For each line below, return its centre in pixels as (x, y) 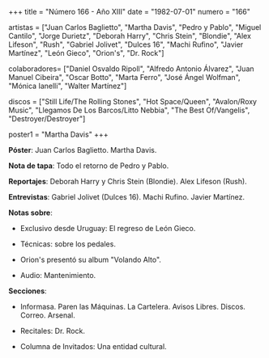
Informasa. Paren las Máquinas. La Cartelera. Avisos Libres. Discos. (132, 307)
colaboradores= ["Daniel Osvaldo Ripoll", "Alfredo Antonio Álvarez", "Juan (131, 69)
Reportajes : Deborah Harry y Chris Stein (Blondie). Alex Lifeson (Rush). (128, 181)
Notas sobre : (30, 213)
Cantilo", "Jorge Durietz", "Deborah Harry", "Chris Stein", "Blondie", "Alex (130, 36)
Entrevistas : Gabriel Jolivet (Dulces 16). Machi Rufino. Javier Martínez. (127, 197)
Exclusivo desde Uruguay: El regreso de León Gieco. (108, 228)
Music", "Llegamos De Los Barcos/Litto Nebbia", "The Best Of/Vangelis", (129, 110)
